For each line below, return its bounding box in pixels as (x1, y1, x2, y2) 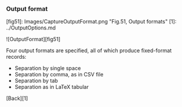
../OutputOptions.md (6, 24, 56, 31)
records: (6, 53, 27, 61)
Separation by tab (14, 77, 58, 84)
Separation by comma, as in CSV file (14, 71, 104, 78)
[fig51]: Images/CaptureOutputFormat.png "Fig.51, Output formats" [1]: (6, 18, 177, 25)
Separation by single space (14, 65, 81, 72)
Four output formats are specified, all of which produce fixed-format (6, 47, 172, 54)
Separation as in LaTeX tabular (14, 83, 89, 91)
